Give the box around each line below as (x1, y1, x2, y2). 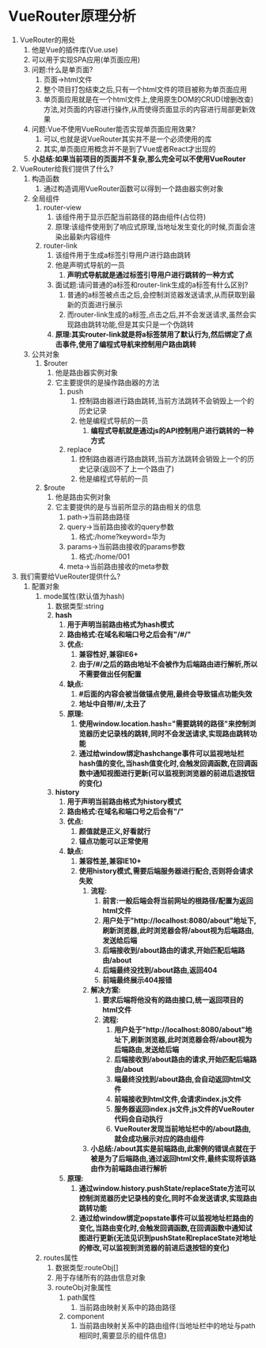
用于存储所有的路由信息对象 (55, 1273, 146, 1282)
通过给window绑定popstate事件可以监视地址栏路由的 (78, 1213, 254, 1223)
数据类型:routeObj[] (55, 1262, 119, 1272)
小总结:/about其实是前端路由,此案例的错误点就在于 (90, 1143, 256, 1153)
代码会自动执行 (114, 1114, 164, 1123)
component (66, 1311, 104, 1321)
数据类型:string (55, 601, 104, 611)
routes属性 (43, 1253, 79, 1262)
